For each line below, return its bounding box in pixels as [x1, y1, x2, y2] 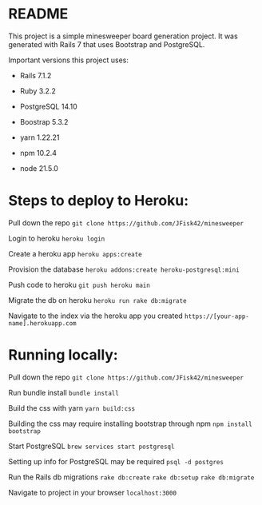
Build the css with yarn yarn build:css [8, 403, 136, 412]
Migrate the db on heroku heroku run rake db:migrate [8, 295, 187, 304]
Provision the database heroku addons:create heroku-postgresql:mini [8, 264, 240, 274]
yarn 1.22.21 [19, 133, 60, 142]
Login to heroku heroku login [8, 233, 105, 243]
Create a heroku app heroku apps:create [8, 249, 142, 258]
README [8, 5, 69, 23]
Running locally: [8, 346, 118, 364]
